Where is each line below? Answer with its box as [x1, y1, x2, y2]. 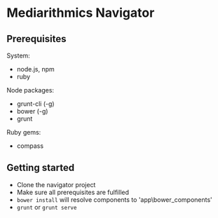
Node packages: [6, 86, 54, 94]
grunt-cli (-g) [16, 100, 55, 108]
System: [6, 51, 31, 60]
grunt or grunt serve [16, 203, 77, 211]
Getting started [6, 162, 75, 174]
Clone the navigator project [16, 180, 96, 189]
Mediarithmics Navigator [6, 5, 155, 21]
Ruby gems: [6, 128, 41, 136]
